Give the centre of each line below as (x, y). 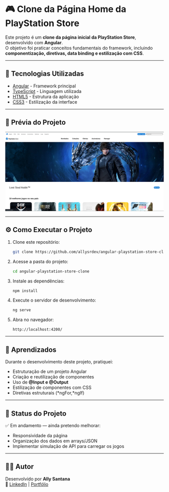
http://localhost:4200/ (37, 330)
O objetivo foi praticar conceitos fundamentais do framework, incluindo (79, 48)
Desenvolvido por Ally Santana (38, 479)
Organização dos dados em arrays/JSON (55, 441)
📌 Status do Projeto (36, 413)
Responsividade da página (40, 435)
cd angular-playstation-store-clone (51, 271)
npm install (25, 291)
